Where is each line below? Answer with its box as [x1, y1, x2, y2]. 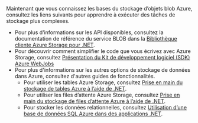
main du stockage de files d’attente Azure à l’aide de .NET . [23, 98, 166, 105]
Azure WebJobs [14, 60, 54, 67]
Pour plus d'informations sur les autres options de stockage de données [14, 67, 191, 73]
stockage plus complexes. [6, 18, 70, 24]
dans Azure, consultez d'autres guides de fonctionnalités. [14, 73, 155, 79]
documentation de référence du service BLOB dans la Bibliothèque [14, 35, 177, 42]
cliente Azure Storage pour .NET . [14, 41, 96, 48]
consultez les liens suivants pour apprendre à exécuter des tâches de [6, 11, 176, 18]
